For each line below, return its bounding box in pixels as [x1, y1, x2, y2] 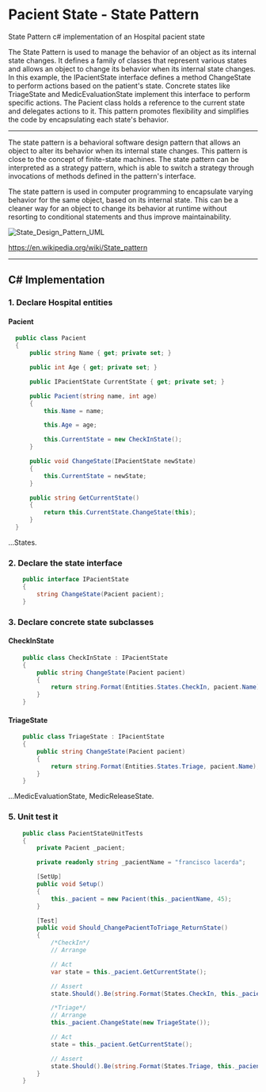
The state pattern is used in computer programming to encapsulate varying [8, 187, 253, 196]
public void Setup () [36, 880, 104, 888]
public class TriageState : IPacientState [22, 733, 165, 741]
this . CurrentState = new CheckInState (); [43, 435, 182, 444]
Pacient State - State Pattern [8, 6, 199, 24]
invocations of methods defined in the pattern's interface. [8, 171, 196, 180]
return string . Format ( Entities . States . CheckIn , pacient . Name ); [50, 683, 264, 692]
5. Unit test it [8, 812, 59, 823]
